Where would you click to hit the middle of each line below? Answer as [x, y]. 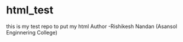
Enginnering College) [32, 32]
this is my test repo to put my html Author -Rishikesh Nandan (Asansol [92, 26]
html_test [30, 10]
